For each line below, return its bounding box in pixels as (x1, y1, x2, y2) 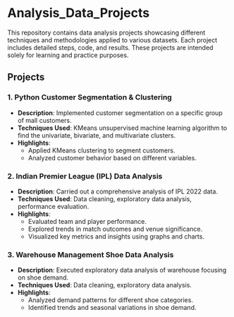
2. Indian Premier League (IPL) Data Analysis (7, 171, 163, 181)
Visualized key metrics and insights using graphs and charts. (27, 232, 204, 241)
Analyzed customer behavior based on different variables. (27, 153, 197, 162)
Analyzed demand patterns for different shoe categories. (27, 296, 194, 304)
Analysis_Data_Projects (7, 5, 150, 21)
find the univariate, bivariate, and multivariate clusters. (17, 131, 176, 139)
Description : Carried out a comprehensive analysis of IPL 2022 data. (17, 187, 218, 196)
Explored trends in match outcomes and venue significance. (27, 225, 203, 233)
